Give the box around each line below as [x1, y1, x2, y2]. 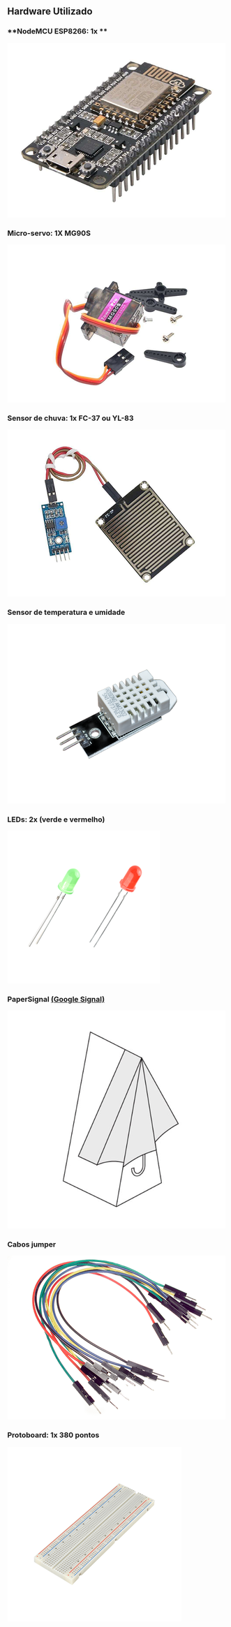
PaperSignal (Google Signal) [7, 994, 105, 1004]
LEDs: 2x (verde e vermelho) [7, 815, 105, 824]
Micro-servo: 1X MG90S [7, 228, 91, 238]
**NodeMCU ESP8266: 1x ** [7, 27, 108, 36]
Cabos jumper [7, 1240, 57, 1249]
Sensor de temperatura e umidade [7, 607, 126, 617]
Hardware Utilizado [7, 6, 93, 17]
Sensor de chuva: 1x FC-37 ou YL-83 [7, 413, 134, 423]
